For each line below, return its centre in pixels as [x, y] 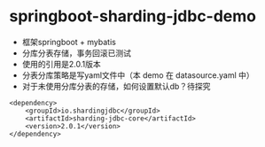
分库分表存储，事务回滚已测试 [76, 53]
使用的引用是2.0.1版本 [62, 64]
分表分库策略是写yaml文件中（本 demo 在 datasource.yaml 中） [138, 75]
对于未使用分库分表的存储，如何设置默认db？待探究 [116, 86]
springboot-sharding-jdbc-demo [133, 16]
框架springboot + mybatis [69, 42]
